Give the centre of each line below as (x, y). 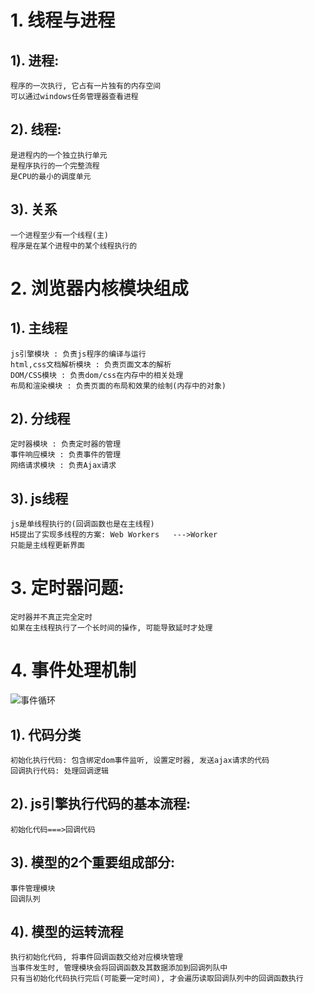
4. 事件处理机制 (73, 670)
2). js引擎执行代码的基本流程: (100, 804)
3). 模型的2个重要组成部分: (93, 862)
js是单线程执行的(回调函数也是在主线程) (82, 524)
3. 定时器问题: (67, 588)
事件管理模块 (33, 888)
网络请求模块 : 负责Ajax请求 (63, 466)
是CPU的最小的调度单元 (51, 176)
